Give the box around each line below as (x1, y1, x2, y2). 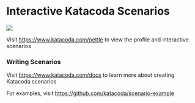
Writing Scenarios (6, 57, 61, 66)
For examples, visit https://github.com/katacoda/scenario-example (6, 90, 174, 97)
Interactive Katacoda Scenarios (6, 4, 170, 18)
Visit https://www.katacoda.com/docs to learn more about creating (6, 71, 175, 79)
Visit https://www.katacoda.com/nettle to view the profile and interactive (6, 35, 189, 43)
